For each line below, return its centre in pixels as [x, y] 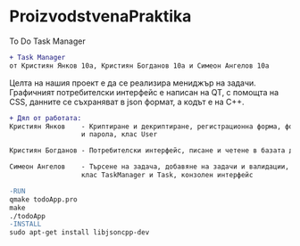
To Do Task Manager [48, 41]
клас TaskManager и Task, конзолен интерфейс [167, 176]
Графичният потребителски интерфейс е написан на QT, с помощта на [144, 92]
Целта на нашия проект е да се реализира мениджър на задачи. [133, 83]
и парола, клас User [119, 135]
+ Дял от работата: [46, 118]
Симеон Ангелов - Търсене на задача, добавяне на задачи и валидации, [150, 167]
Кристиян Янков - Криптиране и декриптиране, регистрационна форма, [145, 127]
